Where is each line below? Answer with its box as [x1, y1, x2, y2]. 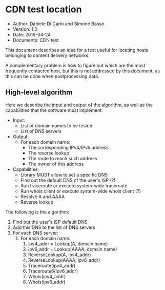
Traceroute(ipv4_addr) [28, 262, 76, 268]
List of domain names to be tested [20, 122, 93, 129]
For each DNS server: [12, 229, 59, 236]
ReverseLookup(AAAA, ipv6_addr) [28, 257, 100, 263]
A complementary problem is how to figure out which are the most [5, 62, 146, 68]
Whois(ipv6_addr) [28, 279, 66, 285]
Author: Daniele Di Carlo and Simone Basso [12, 21, 105, 27]
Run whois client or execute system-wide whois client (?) [20, 188, 141, 194]
